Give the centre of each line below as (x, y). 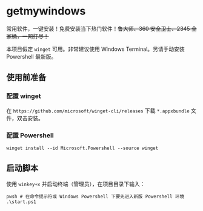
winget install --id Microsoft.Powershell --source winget (82, 148)
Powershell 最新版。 (32, 56)
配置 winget (24, 96)
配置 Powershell (30, 135)
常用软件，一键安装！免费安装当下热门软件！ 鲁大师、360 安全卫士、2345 (98, 28)
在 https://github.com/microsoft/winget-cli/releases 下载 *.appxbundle (98, 111)
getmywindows (46, 11)
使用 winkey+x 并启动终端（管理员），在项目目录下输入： (76, 184)
